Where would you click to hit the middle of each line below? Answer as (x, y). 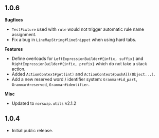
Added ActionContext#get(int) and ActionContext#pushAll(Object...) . (83, 74)
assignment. (24, 34)
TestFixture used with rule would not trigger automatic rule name (78, 29)
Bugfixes (14, 20)
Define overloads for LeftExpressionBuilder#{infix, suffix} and (77, 59)
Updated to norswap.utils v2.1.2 (44, 103)
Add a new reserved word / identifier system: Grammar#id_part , (74, 79)
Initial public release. (32, 130)
